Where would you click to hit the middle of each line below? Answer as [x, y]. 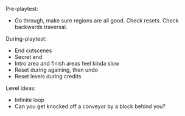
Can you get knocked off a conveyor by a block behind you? [90, 106]
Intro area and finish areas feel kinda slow [67, 63]
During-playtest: [26, 39]
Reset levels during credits [48, 76]
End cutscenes [33, 50]
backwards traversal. [41, 27]
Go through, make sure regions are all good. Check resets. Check [96, 20]
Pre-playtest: [22, 9]
